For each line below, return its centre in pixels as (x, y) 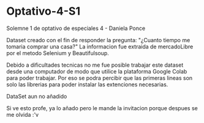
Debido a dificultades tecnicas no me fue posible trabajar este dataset (95, 65)
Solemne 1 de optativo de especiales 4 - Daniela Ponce (76, 28)
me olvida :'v (22, 114)
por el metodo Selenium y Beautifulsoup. (58, 53)
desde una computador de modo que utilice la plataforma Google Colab (97, 71)
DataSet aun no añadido (37, 96)
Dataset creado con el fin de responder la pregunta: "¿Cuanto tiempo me (98, 40)
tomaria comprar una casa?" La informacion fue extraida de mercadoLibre (100, 47)
